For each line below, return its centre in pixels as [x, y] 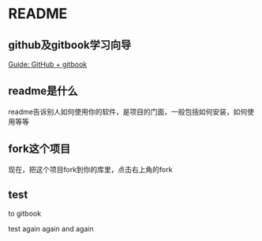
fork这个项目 [39, 149]
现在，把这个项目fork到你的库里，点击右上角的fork [90, 169]
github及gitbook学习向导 [70, 45]
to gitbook [25, 213]
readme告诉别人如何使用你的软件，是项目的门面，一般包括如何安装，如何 [128, 111]
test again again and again [51, 229]
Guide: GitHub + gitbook [48, 64]
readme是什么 [43, 91]
